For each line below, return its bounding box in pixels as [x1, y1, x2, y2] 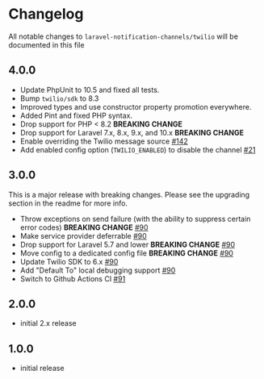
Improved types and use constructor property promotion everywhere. [19, 102, 252, 111]
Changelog [8, 5, 84, 23]
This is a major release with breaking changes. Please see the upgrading [8, 189, 250, 199]
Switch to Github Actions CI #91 [19, 273, 126, 283]
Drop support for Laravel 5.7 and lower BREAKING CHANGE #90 [19, 239, 236, 249]
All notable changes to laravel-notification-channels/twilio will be [8, 31, 238, 41]
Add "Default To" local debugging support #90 [19, 265, 176, 275]
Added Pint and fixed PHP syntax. [19, 110, 133, 120]
